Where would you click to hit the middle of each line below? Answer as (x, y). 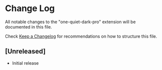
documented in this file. (29, 27)
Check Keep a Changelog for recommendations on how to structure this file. (81, 36)
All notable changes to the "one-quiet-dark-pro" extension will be (70, 22)
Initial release (25, 63)
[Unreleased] (25, 51)
